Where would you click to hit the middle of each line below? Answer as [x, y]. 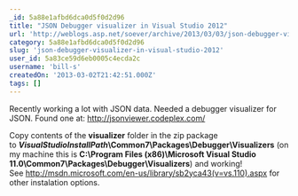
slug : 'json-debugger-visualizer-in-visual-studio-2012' [117, 51]
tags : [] [25, 83]
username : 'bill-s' [45, 67]
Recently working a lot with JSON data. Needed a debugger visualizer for [143, 108]
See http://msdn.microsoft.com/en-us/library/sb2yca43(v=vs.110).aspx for [145, 173]
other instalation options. [55, 182]
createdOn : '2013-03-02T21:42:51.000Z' [83, 75]
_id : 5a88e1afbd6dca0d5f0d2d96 [67, 17]
